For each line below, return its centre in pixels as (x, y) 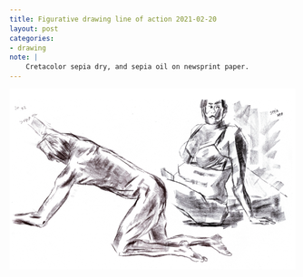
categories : (32, 38)
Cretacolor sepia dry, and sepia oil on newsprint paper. (137, 67)
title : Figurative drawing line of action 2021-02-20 (113, 19)
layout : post (34, 29)
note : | (24, 57)
